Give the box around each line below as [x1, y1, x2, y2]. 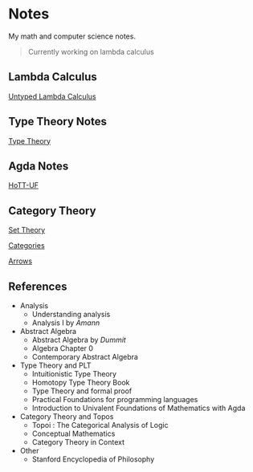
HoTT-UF [8, 181, 39, 190]
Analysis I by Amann [31, 318, 100, 328]
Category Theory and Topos [19, 412, 114, 421]
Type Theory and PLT [19, 360, 92, 370]
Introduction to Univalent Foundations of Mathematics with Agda [31, 403, 246, 413]
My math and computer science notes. [8, 31, 137, 41]
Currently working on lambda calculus [27, 47, 154, 56]
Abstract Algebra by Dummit [31, 335, 126, 344]
